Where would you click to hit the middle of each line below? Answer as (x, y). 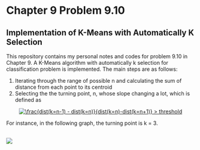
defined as (28, 100)
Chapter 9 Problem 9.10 (66, 10)
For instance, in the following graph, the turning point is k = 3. (82, 123)
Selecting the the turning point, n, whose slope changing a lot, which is (102, 93)
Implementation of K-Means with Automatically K (100, 33)
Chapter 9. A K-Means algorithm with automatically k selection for (87, 63)
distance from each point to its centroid (63, 87)
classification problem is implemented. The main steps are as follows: (92, 69)
